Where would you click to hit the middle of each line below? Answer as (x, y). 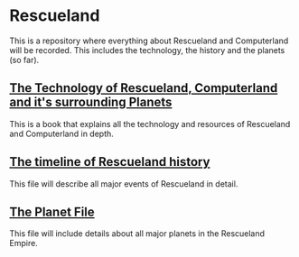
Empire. (23, 243)
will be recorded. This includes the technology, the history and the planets (147, 50)
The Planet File (52, 211)
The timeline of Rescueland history (110, 162)
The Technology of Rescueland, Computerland (144, 88)
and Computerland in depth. (62, 133)
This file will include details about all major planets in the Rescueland (137, 234)
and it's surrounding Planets (91, 102)
